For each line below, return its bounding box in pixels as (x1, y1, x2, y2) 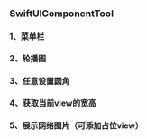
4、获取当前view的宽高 (9, 97, 96, 108)
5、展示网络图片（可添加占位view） (9, 120, 143, 131)
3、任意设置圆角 (9, 75, 70, 86)
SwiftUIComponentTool (9, 7, 115, 20)
